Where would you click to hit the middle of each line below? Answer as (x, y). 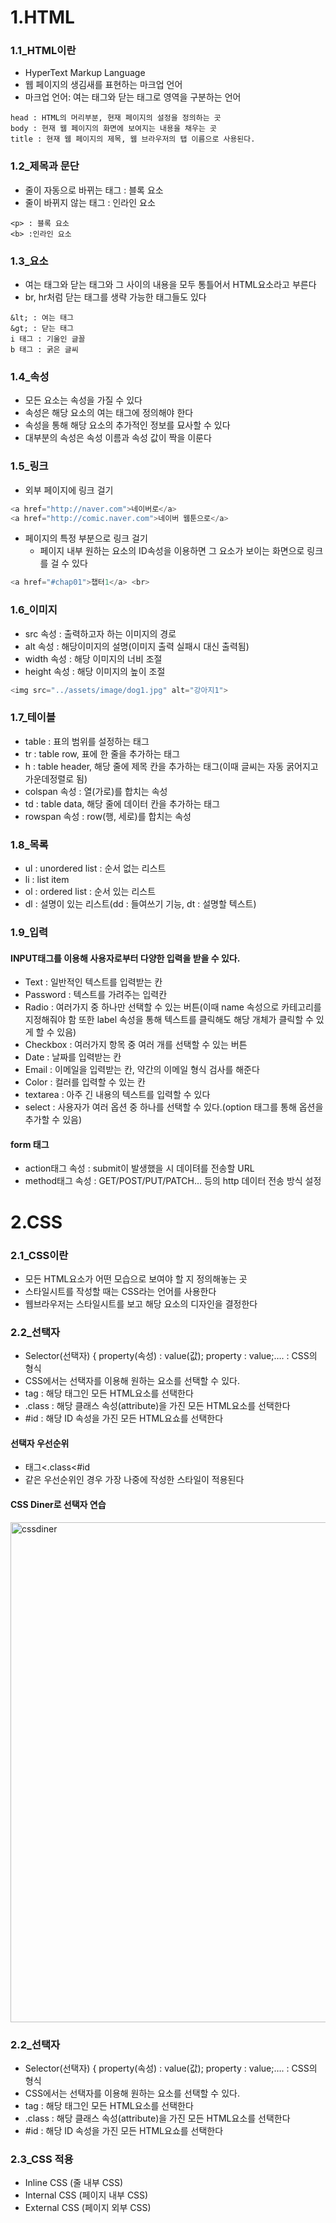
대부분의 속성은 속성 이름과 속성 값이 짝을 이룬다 (118, 438)
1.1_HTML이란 (43, 51)
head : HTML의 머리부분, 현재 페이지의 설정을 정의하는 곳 (116, 118)
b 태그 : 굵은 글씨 (44, 350)
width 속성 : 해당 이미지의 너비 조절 (93, 658)
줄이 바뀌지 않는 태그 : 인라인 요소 (90, 202)
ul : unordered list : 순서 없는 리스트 (95, 868)
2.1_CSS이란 (39, 1255)
